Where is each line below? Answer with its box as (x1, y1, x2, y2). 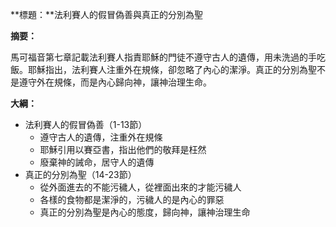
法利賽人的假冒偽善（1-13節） (24, 119, 148, 130)
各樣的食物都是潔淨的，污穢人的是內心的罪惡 (39, 194, 225, 205)
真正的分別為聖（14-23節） (24, 169, 137, 180)
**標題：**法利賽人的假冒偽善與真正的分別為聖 (10, 9, 204, 20)
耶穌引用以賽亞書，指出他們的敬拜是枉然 (39, 144, 207, 155)
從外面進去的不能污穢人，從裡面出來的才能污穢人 (39, 181, 242, 193)
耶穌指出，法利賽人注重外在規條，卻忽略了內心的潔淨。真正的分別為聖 (27, 64, 317, 75)
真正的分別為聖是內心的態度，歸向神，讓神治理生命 (39, 206, 251, 218)
